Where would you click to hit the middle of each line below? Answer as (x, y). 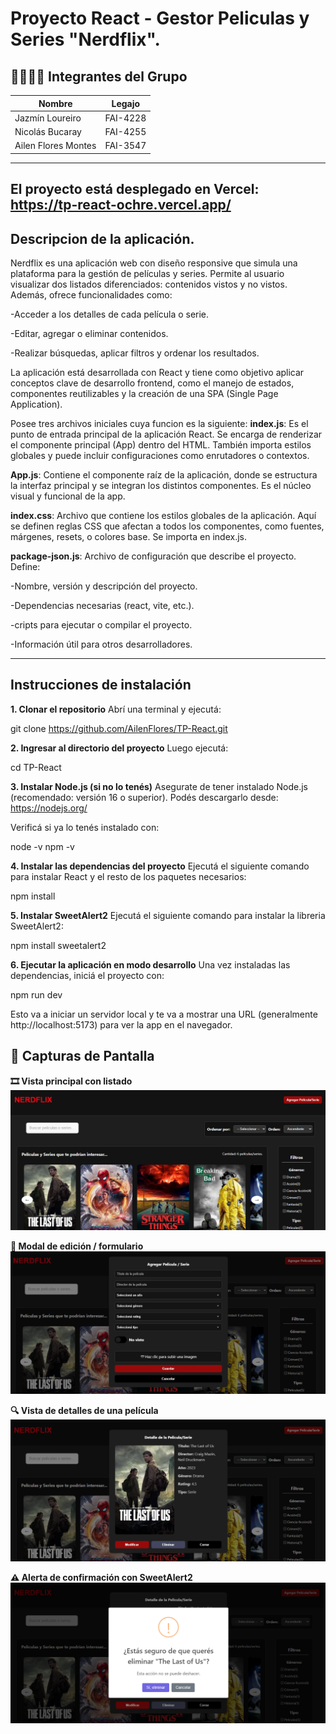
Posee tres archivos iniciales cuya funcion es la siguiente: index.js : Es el (159, 423)
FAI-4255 (125, 131)
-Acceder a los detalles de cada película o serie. (110, 314)
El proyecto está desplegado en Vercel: (135, 189)
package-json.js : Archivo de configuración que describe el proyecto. (153, 556)
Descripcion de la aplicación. (102, 238)
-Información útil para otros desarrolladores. (101, 644)
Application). (36, 404)
